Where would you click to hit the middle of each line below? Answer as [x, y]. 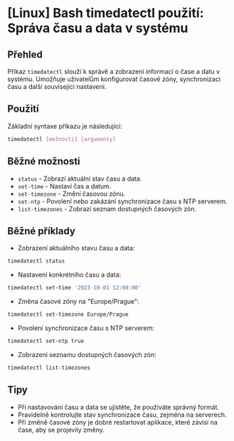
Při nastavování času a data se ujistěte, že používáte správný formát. [118, 407]
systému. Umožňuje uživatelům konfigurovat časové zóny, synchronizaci [114, 79]
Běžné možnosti [44, 161]
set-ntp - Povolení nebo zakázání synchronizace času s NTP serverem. [122, 201]
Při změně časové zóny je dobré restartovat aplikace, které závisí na [118, 422]
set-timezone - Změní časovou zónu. [71, 193]
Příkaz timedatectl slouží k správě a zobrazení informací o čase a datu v [114, 71]
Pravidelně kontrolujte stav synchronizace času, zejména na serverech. [122, 415]
